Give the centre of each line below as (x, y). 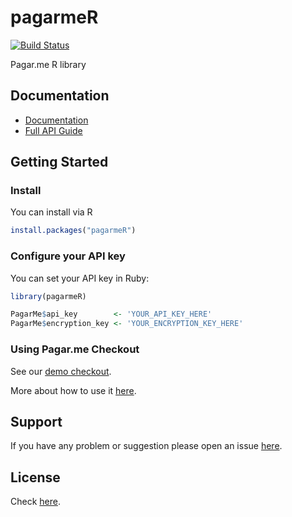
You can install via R (51, 212)
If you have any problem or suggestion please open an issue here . (146, 446)
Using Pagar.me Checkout (75, 349)
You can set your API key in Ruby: (80, 278)
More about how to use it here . (73, 390)
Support (36, 421)
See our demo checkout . (61, 371)
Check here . (35, 502)
